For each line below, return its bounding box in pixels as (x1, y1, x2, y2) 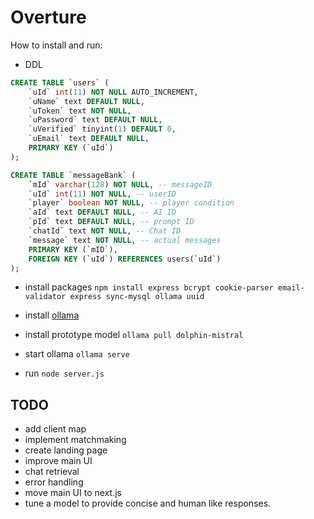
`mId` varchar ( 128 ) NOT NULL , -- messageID (28, 179, 213, 190)
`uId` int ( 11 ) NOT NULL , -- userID (28, 189, 177, 199)
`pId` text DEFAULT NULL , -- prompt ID (28, 217, 195, 227)
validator (24, 292, 67, 302)
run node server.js (24, 367, 105, 380)
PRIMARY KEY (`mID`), (28, 244, 118, 255)
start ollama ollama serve (24, 348, 130, 360)
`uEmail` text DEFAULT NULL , (28, 134, 150, 144)
